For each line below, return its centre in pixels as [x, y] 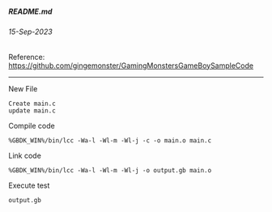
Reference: [27, 57]
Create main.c [32, 104]
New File [23, 88]
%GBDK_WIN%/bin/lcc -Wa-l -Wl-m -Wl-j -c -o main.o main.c [110, 140]
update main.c [32, 110]
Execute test [29, 185]
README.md [30, 11]
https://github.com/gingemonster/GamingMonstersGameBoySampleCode [131, 66]
